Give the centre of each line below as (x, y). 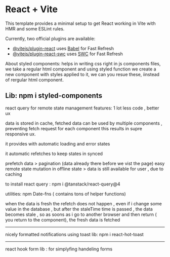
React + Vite (32, 9)
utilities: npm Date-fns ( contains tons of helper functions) (66, 194)
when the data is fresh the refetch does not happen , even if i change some (83, 203)
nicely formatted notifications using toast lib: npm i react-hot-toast (75, 234)
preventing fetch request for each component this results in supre (74, 128)
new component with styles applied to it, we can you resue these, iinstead (82, 74)
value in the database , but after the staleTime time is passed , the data (79, 209)
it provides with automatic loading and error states (58, 143)
